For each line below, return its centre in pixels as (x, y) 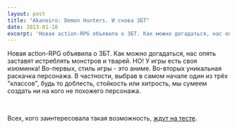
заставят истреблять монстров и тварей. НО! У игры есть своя (102, 61)
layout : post (26, 14)
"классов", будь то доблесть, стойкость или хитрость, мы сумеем (107, 84)
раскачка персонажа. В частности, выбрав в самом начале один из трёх (117, 76)
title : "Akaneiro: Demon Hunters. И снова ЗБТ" (79, 20)
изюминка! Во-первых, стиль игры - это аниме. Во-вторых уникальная (115, 68)
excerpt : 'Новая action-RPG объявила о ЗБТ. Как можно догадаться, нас (115, 33)
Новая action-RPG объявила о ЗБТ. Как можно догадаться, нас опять (112, 54)
